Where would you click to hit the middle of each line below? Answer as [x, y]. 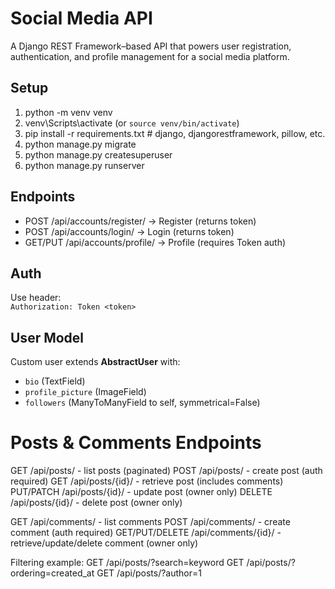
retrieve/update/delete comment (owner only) [104, 543]
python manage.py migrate [80, 144]
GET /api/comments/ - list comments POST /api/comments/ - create [150, 522]
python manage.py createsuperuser [98, 154]
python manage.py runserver [84, 165]
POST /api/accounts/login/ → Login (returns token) [129, 231]
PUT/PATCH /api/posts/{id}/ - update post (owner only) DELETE [141, 492]
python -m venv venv [68, 112]
